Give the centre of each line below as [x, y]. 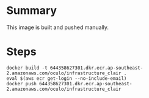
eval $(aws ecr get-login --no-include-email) [67, 78]
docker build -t [27, 68]
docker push [21, 83]
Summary [31, 11]
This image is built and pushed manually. [57, 27]
